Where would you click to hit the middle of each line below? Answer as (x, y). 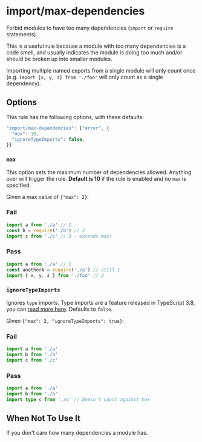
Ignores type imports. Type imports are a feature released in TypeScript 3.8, (101, 302)
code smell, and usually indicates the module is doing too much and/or (94, 52)
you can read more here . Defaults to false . (60, 309)
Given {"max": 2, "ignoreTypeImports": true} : (65, 320)
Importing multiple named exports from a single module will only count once (101, 70)
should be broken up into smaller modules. (60, 59)
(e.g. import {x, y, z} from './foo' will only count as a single (85, 77)
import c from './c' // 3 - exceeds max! (59, 236)
